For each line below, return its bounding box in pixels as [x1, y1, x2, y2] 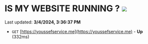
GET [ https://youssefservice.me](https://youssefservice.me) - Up [11, 28, 143, 34]
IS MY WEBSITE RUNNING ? [4, 3, 120, 14]
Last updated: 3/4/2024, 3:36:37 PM [4, 19, 81, 25]
